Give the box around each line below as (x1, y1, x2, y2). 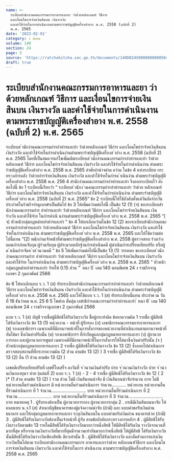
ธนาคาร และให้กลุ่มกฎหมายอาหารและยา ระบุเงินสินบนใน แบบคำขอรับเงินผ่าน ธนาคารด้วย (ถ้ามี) (6, 410, 166, 417)
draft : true (6, 60, 31, 65)
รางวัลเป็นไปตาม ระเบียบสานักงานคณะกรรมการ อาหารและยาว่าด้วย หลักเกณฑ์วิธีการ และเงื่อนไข (6, 440, 165, 446)
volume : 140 (6, 41, 31, 46)
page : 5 (6, 50, 22, 55)
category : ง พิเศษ (6, 36, 41, 41)
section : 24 (6, 46, 31, 51)
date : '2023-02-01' (6, 31, 47, 36)
